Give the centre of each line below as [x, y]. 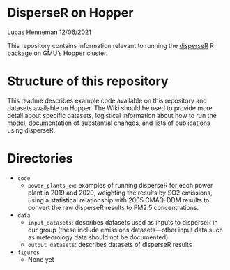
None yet [41, 259]
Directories [40, 159]
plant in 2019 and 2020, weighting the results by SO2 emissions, [120, 193]
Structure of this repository [88, 81]
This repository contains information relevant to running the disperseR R [111, 45]
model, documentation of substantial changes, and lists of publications [109, 123]
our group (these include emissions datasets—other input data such [125, 230]
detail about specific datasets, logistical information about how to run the [112, 115]
